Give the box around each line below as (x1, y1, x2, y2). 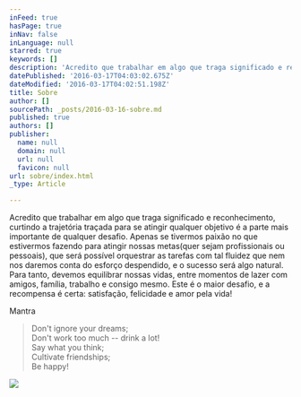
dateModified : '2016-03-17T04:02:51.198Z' (9, 80, 170, 89)
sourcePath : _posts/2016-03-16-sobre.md (9, 105, 163, 114)
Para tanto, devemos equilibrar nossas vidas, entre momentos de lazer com (9, 270, 288, 280)
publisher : (9, 130, 50, 139)
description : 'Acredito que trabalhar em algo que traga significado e (9, 64, 282, 73)
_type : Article (9, 180, 66, 189)
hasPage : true (9, 22, 63, 30)
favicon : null (17, 163, 70, 172)
